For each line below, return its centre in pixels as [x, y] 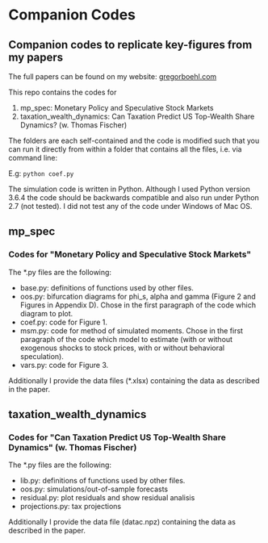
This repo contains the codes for [63, 92]
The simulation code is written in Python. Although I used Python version [129, 189]
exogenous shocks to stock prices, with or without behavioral [122, 348]
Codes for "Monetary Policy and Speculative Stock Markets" [130, 254]
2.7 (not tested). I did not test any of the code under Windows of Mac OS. [130, 206]
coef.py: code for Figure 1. [63, 322]
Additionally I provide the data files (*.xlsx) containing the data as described [134, 380]
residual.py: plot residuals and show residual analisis [107, 498]
